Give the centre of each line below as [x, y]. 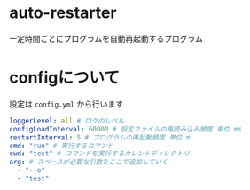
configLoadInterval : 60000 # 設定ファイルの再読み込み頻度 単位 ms [125, 129]
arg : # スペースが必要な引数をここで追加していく [89, 162]
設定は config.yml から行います [66, 104]
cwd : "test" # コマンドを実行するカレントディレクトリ [100, 154]
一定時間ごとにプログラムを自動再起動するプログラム [106, 38]
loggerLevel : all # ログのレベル [67, 121]
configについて [64, 78]
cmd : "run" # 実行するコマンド [62, 146]
